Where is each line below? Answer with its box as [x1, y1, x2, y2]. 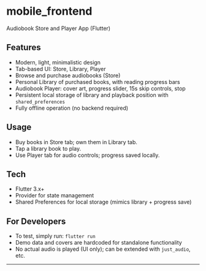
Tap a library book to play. [15, 145, 82, 152]
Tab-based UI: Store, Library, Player [15, 65, 106, 72]
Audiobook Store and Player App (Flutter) [6, 25, 111, 32]
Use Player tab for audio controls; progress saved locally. [15, 151, 160, 159]
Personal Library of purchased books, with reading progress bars [15, 78, 180, 85]
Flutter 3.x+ [15, 185, 45, 193]
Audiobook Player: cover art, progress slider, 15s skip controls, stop [15, 85, 186, 92]
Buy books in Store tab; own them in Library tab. [15, 138, 138, 145]
